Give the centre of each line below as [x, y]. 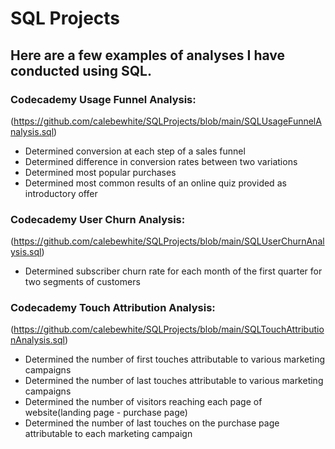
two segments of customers [82, 282]
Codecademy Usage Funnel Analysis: [103, 99]
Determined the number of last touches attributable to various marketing [174, 381]
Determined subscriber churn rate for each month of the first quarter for [173, 271]
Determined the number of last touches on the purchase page [152, 423]
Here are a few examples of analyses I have [148, 55]
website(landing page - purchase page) [106, 413]
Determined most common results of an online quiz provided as [155, 183]
